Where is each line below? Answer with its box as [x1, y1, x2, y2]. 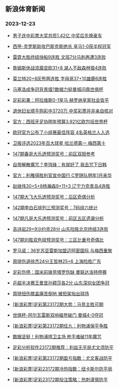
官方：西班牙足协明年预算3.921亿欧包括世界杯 [12, 118, 108, 124]
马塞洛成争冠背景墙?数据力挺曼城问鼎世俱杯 [12, 86, 103, 92]
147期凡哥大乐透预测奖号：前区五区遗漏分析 [12, 215, 104, 221]
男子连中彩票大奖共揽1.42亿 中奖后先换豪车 [12, 32, 102, 38]
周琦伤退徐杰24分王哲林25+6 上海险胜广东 [12, 258, 101, 264]
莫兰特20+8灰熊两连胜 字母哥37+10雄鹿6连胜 [12, 75, 107, 81]
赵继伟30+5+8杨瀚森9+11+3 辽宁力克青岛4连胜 [12, 183, 110, 189]
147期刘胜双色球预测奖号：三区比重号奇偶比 [12, 237, 104, 243]
